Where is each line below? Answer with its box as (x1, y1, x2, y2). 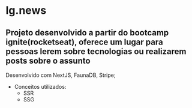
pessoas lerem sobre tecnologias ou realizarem (5, 46, 187, 56)
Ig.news (5, 4, 47, 17)
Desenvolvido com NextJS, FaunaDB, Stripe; (5, 71, 116, 79)
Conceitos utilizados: (14, 83, 67, 90)
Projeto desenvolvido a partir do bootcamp (5, 28, 169, 38)
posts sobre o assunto (5, 55, 91, 66)
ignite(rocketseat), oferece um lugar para (5, 37, 163, 47)
